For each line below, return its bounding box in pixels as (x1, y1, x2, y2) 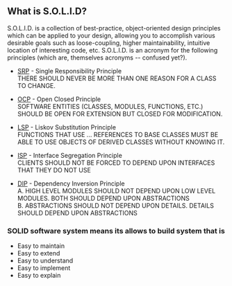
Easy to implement (17, 264, 71, 272)
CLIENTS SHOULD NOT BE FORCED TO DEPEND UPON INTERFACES (17, 159, 215, 167)
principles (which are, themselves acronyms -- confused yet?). (7, 53, 188, 62)
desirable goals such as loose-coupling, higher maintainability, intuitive (7, 38, 210, 47)
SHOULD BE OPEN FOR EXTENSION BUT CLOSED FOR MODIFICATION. (17, 109, 223, 118)
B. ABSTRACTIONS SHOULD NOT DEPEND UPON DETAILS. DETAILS (17, 201, 214, 210)
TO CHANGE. (17, 81, 56, 89)
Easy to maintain (17, 242, 65, 250)
